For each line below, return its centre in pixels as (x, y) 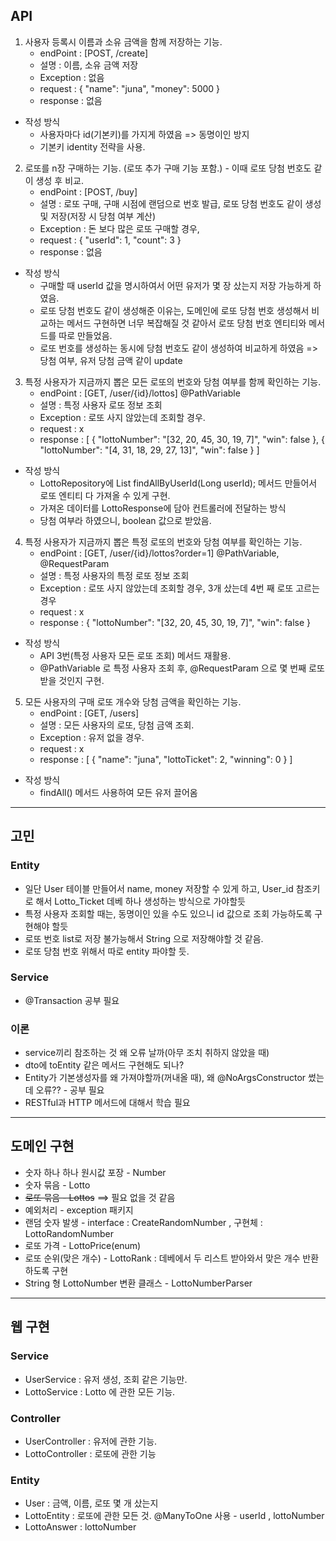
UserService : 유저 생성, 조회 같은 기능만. (106, 1379)
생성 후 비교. (59, 180)
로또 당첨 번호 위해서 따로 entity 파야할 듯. (107, 951)
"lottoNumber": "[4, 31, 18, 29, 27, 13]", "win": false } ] (149, 450)
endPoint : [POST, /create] (94, 53)
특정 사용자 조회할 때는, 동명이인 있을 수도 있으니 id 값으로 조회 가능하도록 (168, 913)
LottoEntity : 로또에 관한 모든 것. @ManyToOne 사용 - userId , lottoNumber (174, 1516)
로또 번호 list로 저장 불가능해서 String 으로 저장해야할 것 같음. (144, 938)
